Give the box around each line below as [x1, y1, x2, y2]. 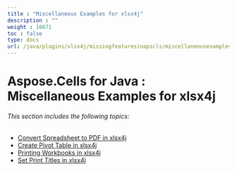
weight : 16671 [7, 23, 52, 30]
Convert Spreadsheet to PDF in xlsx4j [17, 134, 127, 142]
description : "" [7, 17, 59, 24]
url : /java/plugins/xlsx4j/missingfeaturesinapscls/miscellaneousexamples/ [7, 43, 235, 50]
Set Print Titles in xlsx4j [17, 156, 86, 165]
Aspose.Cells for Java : [7, 73, 146, 89]
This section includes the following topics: [7, 112, 130, 120]
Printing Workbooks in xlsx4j [17, 148, 101, 157]
